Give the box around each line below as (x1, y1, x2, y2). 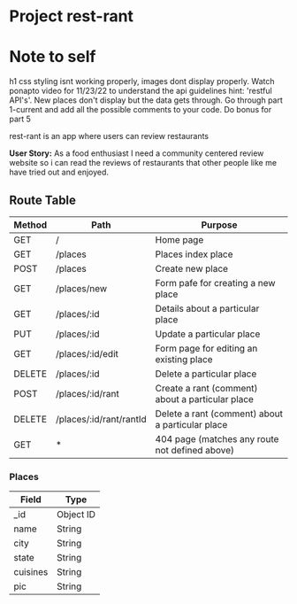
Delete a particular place (155, 368, 257, 380)
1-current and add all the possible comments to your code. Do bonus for (9, 105, 272, 115)
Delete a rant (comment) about (155, 407, 283, 420)
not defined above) (155, 444, 234, 456)
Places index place (155, 248, 233, 260)
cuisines (13, 566, 49, 578)
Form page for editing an (155, 342, 258, 354)
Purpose (201, 219, 238, 231)
